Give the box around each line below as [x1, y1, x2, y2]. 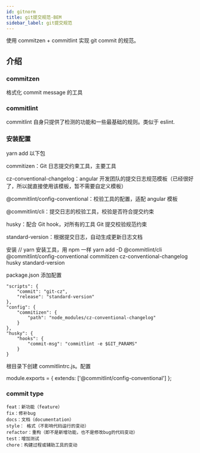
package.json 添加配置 [6, 271, 62, 278]
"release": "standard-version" [17, 293, 95, 299]
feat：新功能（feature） [6, 404, 63, 410]
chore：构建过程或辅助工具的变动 [6, 442, 78, 448]
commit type [6, 389, 44, 397]
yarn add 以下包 [6, 149, 46, 157]
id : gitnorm [6, 8, 36, 15]
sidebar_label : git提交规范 [6, 20, 73, 26]
